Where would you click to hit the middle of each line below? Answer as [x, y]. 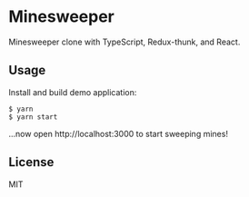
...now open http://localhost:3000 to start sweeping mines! [119, 133]
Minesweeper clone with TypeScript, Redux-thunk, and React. [124, 42]
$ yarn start [33, 117]
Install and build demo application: [73, 92]
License [31, 162]
